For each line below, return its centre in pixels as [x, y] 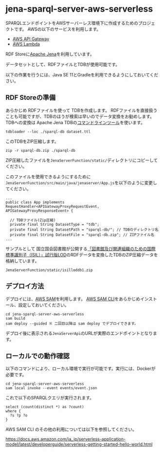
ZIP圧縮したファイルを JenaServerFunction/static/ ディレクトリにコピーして [82, 160]
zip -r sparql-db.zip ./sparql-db [41, 150]
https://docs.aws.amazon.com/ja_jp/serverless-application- [66, 439]
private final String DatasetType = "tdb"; [54, 224]
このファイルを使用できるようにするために [48, 177]
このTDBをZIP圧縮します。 [32, 141]
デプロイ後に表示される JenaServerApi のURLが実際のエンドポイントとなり [79, 333]
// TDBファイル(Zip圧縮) [33, 220]
